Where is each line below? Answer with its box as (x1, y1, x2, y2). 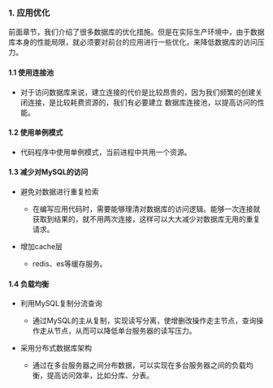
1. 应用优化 (8, 6, 50, 18)
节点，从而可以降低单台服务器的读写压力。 (54, 326, 197, 336)
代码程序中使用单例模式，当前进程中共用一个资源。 (19, 147, 192, 157)
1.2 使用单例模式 (8, 127, 63, 137)
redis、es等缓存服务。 (32, 258, 107, 269)
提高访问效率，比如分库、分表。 (46, 371, 154, 381)
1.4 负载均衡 (8, 278, 50, 289)
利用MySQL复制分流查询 (19, 299, 102, 308)
